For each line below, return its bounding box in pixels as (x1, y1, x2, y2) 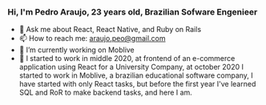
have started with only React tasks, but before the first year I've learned (18, 79, 256, 89)
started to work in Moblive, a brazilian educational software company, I (18, 71, 253, 80)
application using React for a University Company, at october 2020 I (18, 63, 244, 72)
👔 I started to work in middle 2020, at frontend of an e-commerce (18, 54, 236, 63)
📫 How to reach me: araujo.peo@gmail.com (18, 34, 166, 43)
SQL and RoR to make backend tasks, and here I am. (18, 87, 193, 98)
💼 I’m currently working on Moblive (18, 45, 135, 55)
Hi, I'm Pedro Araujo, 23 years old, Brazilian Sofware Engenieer (7, 6, 258, 18)
